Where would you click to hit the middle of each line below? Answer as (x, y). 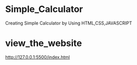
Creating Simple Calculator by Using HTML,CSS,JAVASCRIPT (69, 23)
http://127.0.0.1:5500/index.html (38, 57)
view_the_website (44, 43)
